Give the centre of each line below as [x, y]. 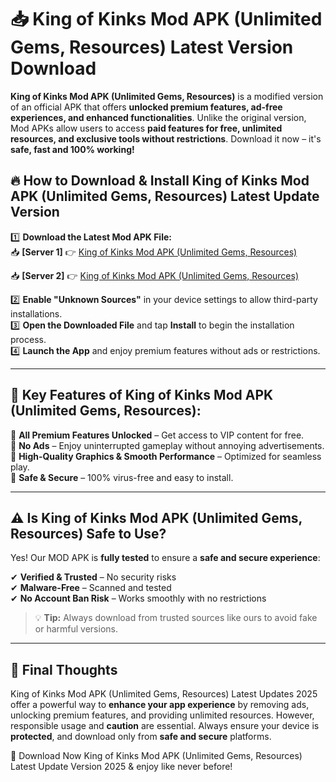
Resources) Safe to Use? [88, 533]
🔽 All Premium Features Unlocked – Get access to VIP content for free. [157, 435]
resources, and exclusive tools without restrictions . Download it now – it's [166, 138]
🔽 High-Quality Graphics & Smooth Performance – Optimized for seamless [166, 456]
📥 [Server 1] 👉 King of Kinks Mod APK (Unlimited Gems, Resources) [154, 252]
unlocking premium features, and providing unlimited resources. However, [162, 715]
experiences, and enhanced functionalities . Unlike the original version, [158, 117]
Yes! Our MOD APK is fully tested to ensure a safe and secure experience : [165, 558]
